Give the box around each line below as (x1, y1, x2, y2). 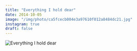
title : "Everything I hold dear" (5, 7, 76, 13)
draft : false (5, 26, 33, 31)
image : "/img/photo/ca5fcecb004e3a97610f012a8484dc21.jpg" (5, 17, 133, 22)
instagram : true (5, 21, 40, 27)
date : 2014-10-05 (5, 12, 42, 17)
